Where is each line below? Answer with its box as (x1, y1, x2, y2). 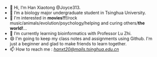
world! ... (9, 25, 27, 31)
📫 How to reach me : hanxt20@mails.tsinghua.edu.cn (9, 46, 119, 52)
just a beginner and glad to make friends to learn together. (9, 41, 127, 46)
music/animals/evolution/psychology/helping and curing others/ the (9, 20, 145, 26)
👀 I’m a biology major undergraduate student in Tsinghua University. (9, 10, 146, 16)
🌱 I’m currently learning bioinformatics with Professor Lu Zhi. (9, 31, 132, 36)
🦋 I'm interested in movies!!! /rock (9, 15, 78, 20)
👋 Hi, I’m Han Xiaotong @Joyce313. (9, 5, 81, 10)
